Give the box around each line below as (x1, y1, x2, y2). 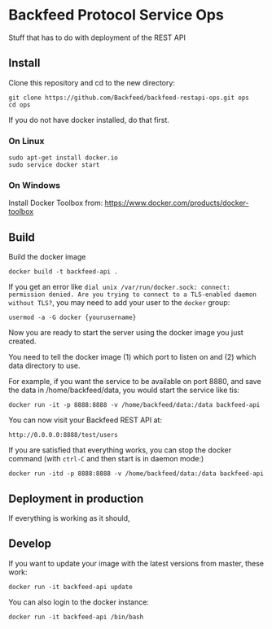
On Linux (8, 135, 45, 146)
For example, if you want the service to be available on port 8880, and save (8, 377, 262, 387)
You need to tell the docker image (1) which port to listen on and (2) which (8, 352, 257, 362)
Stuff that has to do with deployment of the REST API (8, 33, 186, 42)
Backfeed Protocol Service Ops (8, 6, 224, 24)
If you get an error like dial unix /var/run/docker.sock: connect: (8, 282, 230, 292)
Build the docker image (8, 252, 86, 262)
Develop (8, 537, 51, 551)
